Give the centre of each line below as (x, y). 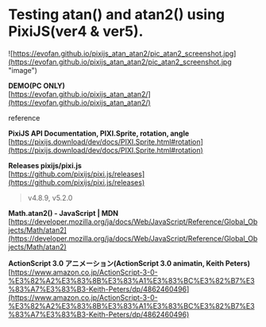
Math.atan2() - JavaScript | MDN (64, 213)
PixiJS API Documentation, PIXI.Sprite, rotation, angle (99, 133)
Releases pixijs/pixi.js (45, 165)
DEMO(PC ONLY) (37, 86)
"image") (23, 70)
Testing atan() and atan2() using (117, 15)
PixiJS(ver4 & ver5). (76, 31)
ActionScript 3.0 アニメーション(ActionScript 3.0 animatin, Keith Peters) (129, 263)
